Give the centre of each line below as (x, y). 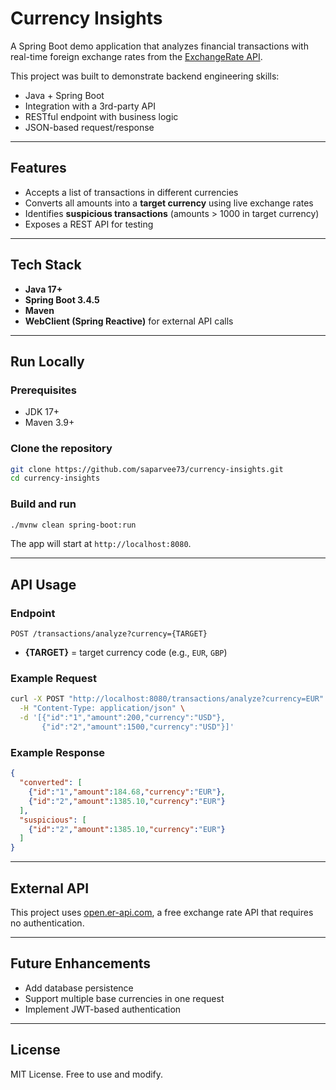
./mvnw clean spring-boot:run (73, 525)
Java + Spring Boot (64, 95)
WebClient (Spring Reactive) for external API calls (129, 321)
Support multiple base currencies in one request (124, 998)
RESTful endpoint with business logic (101, 116)
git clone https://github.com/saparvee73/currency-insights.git (147, 469)
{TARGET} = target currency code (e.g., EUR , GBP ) (126, 653)
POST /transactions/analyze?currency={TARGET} (109, 634)
